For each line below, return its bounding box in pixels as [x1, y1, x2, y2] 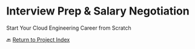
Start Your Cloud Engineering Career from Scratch [6, 24, 131, 31]
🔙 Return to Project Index [6, 36, 70, 43]
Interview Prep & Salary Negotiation [6, 4, 190, 18]
